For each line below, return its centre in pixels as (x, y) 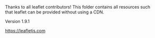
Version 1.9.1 (18, 21)
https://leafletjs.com (25, 31)
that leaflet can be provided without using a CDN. (55, 12)
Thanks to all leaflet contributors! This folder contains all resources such (77, 7)
